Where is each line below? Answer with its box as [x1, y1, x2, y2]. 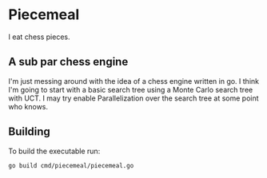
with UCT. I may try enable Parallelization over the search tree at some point [8, 93, 259, 103]
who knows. [8, 101, 49, 111]
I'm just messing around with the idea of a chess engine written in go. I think [8, 76, 260, 85]
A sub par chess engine [8, 55, 129, 69]
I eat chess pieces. [8, 32, 70, 42]
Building [8, 125, 50, 139]
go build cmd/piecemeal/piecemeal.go [8, 161, 134, 169]
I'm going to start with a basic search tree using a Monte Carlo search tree [8, 85, 253, 94]
